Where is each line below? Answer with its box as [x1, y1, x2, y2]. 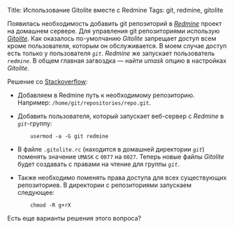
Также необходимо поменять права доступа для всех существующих [17, 174, 227, 182]
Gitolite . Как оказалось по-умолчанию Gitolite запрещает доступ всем [7, 34, 217, 43]
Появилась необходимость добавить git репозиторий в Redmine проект [7, 20, 222, 27]
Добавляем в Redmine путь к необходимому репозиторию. [17, 91, 196, 99]
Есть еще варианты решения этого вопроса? [7, 214, 142, 222]
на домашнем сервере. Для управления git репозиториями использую [7, 27, 220, 35]
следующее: [17, 189, 54, 196]
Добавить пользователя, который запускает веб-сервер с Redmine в [17, 112, 224, 120]
